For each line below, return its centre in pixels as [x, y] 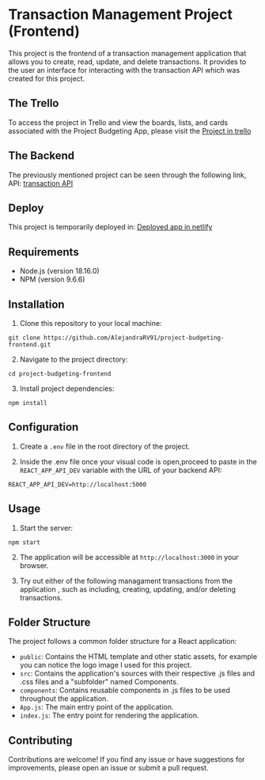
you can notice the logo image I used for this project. [106, 665]
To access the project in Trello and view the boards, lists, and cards [118, 122]
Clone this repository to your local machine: [91, 323]
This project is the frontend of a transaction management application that [127, 53]
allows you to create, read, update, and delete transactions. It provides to [127, 62]
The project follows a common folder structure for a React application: [123, 642]
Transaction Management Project [121, 15]
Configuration [44, 428]
